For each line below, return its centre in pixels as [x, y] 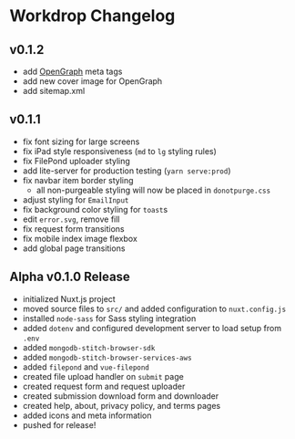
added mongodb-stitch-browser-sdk [89, 347]
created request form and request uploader [104, 386]
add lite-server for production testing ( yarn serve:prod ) [127, 171]
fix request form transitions [73, 228]
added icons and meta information [87, 415]
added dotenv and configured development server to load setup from [152, 328]
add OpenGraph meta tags [72, 71]
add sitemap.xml [54, 91]
